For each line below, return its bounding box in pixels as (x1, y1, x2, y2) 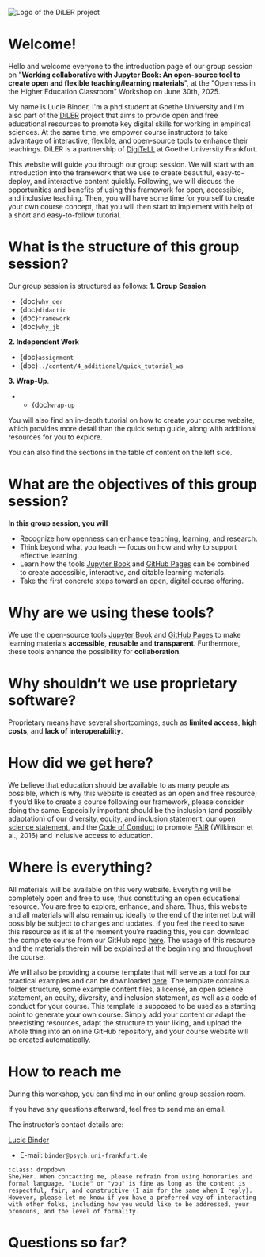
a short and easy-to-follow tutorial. (8, 210, 122, 220)
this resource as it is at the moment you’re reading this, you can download (8, 926, 249, 936)
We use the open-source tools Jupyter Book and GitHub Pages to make (8, 630, 241, 639)
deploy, (8, 176, 33, 186)
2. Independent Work (8, 337, 79, 347)
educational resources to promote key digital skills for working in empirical (8, 119, 251, 128)
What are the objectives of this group (8, 476, 257, 493)
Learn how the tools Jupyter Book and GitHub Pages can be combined (19, 559, 250, 569)
